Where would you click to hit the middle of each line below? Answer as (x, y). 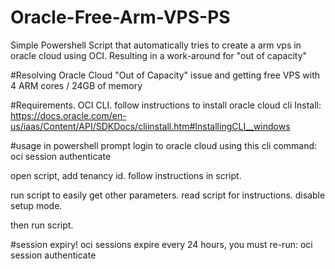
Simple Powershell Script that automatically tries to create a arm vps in (156, 45)
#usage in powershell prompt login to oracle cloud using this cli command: (164, 145)
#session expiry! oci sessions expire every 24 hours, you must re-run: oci (161, 244)
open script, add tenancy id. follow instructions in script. (126, 175)
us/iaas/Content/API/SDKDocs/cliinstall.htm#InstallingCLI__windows (150, 126)
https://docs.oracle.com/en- (68, 115)
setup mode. (36, 205)
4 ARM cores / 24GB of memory (76, 85)
